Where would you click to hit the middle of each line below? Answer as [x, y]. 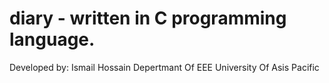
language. [52, 39]
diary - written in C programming [148, 18]
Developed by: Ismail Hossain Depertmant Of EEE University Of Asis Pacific [164, 67]
